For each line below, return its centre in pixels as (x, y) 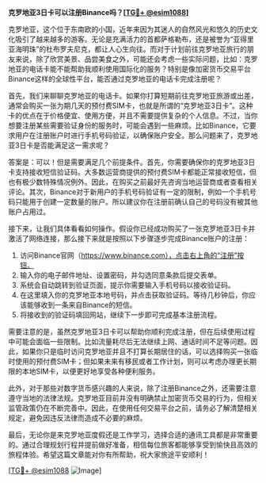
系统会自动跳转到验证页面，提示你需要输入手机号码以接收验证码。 (127, 285)
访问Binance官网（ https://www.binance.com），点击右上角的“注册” (128, 255)
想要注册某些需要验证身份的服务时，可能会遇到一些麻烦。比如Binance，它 (129, 125)
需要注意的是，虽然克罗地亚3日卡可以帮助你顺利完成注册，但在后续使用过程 (132, 332)
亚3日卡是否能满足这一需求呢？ (59, 145)
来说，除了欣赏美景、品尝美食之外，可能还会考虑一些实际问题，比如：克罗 (136, 59)
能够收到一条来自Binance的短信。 (82, 305)
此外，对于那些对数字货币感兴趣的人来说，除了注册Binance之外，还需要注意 (133, 388)
